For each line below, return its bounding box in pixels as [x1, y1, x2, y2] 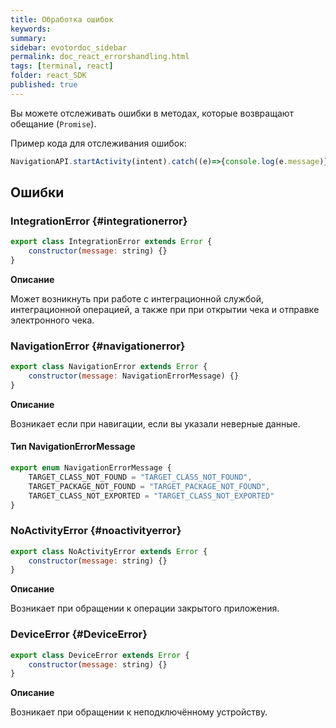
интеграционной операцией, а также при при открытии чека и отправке [10, 303, 320, 315]
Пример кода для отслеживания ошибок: [10, 137, 187, 149]
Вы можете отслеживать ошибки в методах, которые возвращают [10, 107, 295, 119]
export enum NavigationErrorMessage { [10, 463, 172, 473]
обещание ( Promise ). [10, 117, 97, 130]
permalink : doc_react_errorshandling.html [10, 52, 190, 62]
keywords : [10, 24, 52, 34]
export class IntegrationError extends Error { [10, 237, 213, 247]
